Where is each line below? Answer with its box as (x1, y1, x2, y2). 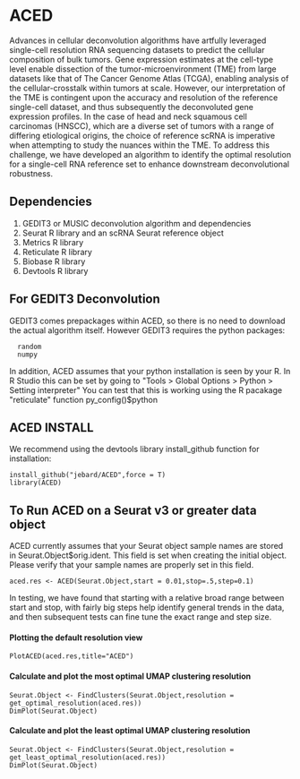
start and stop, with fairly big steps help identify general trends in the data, (9, 602, 285, 613)
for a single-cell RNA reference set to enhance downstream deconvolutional (9, 158, 289, 169)
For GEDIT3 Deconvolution (9, 292, 161, 307)
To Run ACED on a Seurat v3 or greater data (9, 502, 257, 518)
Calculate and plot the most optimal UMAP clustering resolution (9, 671, 252, 681)
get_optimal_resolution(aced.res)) (9, 698, 142, 707)
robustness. (9, 167, 54, 179)
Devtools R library (21, 265, 89, 276)
